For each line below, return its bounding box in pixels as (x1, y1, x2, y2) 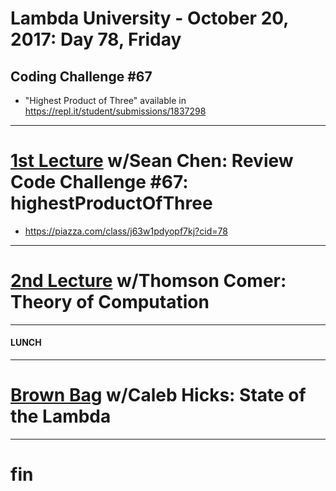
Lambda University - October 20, (10, 7, 289, 30)
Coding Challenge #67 (10, 68, 153, 85)
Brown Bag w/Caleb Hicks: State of (10, 384, 307, 407)
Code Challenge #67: (10, 171, 189, 194)
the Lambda (10, 405, 112, 428)
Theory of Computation (10, 291, 210, 314)
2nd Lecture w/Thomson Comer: (10, 270, 287, 292)
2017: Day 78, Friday (10, 28, 182, 51)
